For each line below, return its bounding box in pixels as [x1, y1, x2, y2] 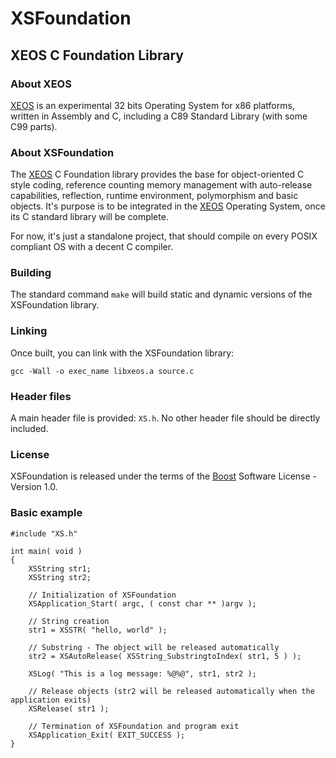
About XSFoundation [10, 145, 115, 159]
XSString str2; [28, 572, 92, 582]
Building [10, 266, 52, 280]
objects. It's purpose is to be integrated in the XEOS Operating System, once [10, 200, 326, 212]
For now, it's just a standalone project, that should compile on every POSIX [10, 230, 318, 242]
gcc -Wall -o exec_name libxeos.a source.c [10, 366, 195, 376]
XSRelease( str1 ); [28, 703, 110, 714]
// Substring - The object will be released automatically [28, 642, 280, 652]
